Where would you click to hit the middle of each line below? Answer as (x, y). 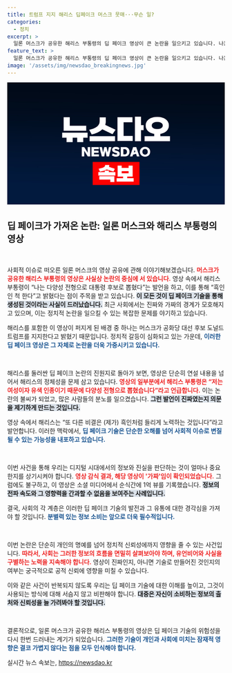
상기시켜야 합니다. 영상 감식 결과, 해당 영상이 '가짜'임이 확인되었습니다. (120, 476)
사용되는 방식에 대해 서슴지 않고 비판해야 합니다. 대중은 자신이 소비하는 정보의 (111, 594)
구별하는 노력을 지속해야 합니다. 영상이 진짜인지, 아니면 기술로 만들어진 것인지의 (114, 562)
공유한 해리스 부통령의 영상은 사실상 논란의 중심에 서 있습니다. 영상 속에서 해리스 (114, 279)
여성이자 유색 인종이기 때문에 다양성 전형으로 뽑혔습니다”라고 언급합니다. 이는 (110, 391)
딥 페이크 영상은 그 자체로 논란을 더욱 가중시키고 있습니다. (84, 345)
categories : (24, 22)
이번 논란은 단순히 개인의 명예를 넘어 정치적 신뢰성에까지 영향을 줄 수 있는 (106, 545)
